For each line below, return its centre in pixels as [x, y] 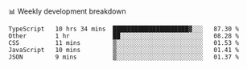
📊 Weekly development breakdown [67, 11]
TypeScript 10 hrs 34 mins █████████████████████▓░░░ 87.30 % [124, 29]
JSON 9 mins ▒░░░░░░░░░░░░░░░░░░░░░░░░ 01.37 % [124, 57]
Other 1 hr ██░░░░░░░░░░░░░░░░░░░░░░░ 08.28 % [124, 36]
